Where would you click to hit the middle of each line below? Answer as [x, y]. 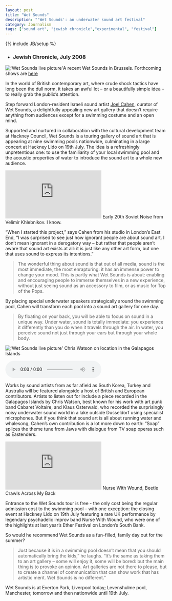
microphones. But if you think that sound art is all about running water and [83, 418]
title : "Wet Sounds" [27, 15]
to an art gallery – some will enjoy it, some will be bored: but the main [91, 562]
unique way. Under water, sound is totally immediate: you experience [91, 322]
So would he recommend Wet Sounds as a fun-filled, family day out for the [84, 535]
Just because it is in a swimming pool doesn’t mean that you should [89, 550]
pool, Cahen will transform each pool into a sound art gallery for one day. [82, 307]
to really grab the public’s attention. [42, 94]
